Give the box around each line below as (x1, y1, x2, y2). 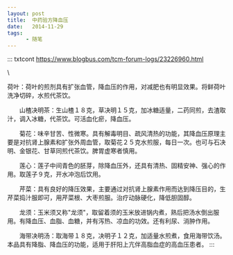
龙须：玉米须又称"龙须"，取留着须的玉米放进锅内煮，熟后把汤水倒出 (19, 209, 214, 217)
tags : (7, 29, 23, 37)
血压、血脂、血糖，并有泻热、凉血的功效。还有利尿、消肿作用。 (31, 217, 214, 225)
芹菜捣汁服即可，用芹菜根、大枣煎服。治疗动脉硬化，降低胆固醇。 (7, 193, 196, 202)
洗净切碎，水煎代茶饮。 (7, 91, 74, 100)
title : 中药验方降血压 (7, 17, 69, 24)
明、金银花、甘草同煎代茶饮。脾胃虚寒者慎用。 (7, 147, 141, 155)
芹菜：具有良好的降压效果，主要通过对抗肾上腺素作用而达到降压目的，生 (19, 185, 226, 193)
